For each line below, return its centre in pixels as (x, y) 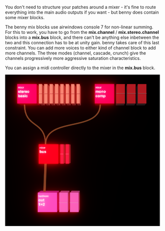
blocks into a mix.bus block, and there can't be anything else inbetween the (82, 37)
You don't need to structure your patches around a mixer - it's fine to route (81, 7)
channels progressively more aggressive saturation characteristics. (73, 58)
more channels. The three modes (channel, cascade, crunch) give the (76, 53)
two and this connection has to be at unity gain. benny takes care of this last (82, 43)
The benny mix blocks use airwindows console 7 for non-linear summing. (79, 27)
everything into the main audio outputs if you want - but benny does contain (82, 12)
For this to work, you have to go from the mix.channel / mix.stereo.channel (82, 32)
